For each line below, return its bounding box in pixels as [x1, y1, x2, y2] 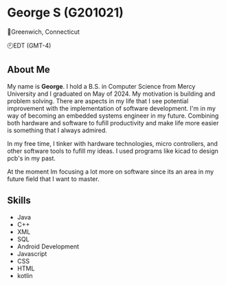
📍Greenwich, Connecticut [7, 28, 80, 36]
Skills [7, 195, 31, 207]
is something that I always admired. [7, 126, 108, 134]
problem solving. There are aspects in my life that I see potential [7, 96, 189, 105]
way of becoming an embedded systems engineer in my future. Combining [7, 112, 219, 120]
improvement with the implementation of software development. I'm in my [7, 104, 216, 112]
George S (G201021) [7, 5, 124, 21]
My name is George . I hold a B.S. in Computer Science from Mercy [7, 82, 196, 90]
